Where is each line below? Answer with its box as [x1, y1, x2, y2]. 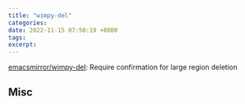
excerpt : [8, 41, 37, 49]
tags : [8, 33, 26, 42]
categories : [8, 19, 47, 27]
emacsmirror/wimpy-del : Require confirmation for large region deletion [8, 62, 238, 72]
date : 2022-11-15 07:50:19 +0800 [8, 26, 118, 34]
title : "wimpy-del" [8, 11, 72, 20]
